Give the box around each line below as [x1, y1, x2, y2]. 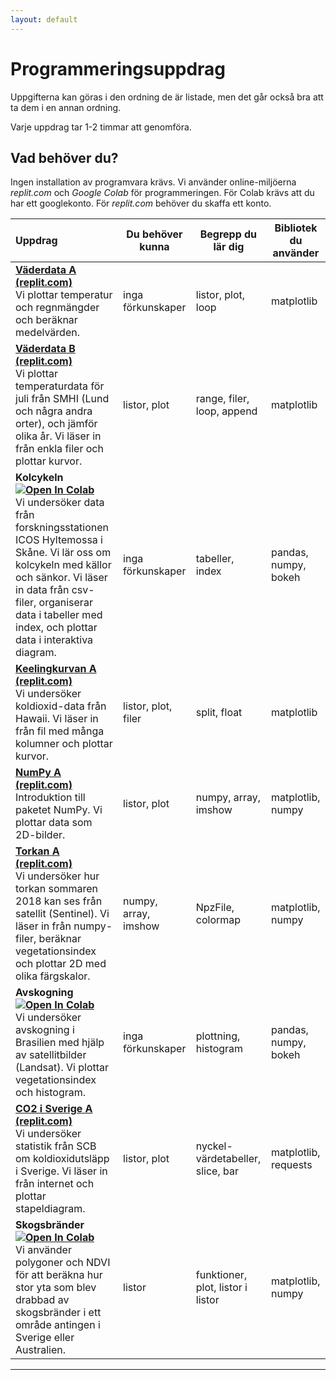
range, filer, [195, 392, 250, 406]
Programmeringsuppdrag [10, 57, 227, 80]
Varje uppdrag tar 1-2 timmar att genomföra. [10, 121, 192, 133]
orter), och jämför [15, 417, 98, 431]
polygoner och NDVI [15, 1256, 111, 1270]
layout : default [10, 14, 78, 25]
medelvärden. [15, 326, 80, 340]
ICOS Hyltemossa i [15, 533, 103, 547]
